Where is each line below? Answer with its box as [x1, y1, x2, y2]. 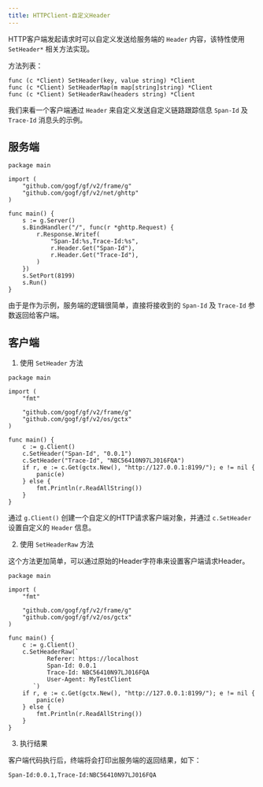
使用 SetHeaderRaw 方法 [19, 539, 94, 549]
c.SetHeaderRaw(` [22, 648, 80, 656]
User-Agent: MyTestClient [46, 676, 132, 684]
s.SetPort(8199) [22, 272, 76, 280]
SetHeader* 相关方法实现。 [8, 44, 94, 54]
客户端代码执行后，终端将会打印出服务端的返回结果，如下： [8, 755, 202, 765]
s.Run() [22, 279, 47, 287]
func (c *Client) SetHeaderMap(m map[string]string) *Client [8, 84, 213, 91]
